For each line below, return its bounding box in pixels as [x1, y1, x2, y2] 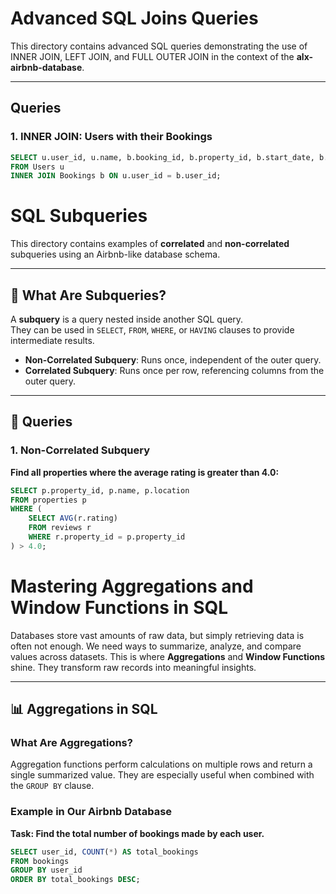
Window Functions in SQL [10, 597, 229, 619]
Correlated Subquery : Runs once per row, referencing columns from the [24, 365, 325, 376]
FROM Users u [10, 162, 65, 172]
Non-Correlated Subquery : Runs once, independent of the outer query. [24, 354, 322, 366]
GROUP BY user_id [10, 865, 83, 876]
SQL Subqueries [10, 205, 148, 227]
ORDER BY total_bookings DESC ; [10, 875, 141, 885]
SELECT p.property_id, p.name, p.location [10, 485, 190, 496]
